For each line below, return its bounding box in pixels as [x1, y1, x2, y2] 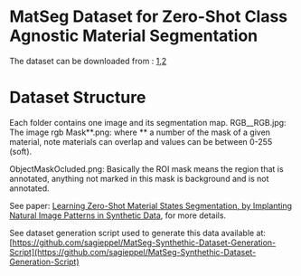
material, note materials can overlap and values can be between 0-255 [9, 136, 273, 147]
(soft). [9, 146, 33, 157]
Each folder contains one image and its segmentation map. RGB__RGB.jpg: [9, 117, 287, 128]
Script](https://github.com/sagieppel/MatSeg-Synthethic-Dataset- [9, 246, 257, 257]
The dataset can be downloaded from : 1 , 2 [9, 55, 167, 66]
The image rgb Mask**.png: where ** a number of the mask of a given [9, 127, 271, 138]
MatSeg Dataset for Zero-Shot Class [9, 6, 288, 27]
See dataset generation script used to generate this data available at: [9, 227, 267, 238]
